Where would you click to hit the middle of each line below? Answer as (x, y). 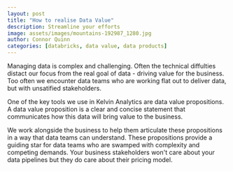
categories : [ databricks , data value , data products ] (87, 46)
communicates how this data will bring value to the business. (95, 117)
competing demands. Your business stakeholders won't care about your (111, 152)
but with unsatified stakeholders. (54, 88)
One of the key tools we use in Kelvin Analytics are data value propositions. (115, 102)
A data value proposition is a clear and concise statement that (96, 109)
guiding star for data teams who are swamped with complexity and (104, 145)
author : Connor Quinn (39, 40)
